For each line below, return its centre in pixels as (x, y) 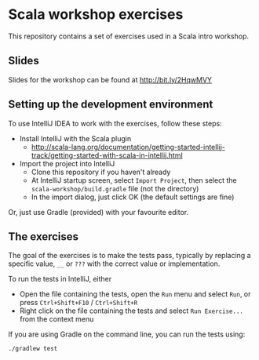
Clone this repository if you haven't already (101, 172)
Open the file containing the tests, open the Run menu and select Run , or (135, 294)
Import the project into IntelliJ (67, 163)
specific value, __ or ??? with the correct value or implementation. (114, 264)
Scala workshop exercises (96, 15)
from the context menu (57, 319)
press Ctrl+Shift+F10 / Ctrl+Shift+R (78, 303)
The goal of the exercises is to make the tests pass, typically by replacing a (129, 256)
